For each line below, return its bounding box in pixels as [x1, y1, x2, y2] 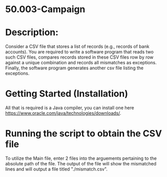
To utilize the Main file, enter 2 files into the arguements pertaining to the [5, 155, 157, 161]
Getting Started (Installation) [5, 88, 128, 100]
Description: [5, 27, 59, 38]
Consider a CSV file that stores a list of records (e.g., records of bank [5, 43, 150, 50]
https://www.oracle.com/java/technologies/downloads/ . [5, 110, 121, 116]
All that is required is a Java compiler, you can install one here [5, 105, 134, 111]
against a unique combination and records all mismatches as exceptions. [5, 60, 157, 66]
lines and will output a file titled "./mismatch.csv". [5, 166, 108, 172]
